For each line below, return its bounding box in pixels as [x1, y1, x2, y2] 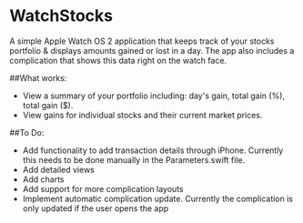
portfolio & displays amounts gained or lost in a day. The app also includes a [9, 45, 295, 56]
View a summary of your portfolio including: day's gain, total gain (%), [22, 90, 285, 101]
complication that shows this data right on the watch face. [9, 55, 227, 66]
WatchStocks [9, 5, 114, 26]
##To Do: [9, 127, 45, 137]
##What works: [9, 72, 67, 83]
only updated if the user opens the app [22, 202, 169, 214]
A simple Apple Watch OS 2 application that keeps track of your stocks [9, 35, 275, 46]
